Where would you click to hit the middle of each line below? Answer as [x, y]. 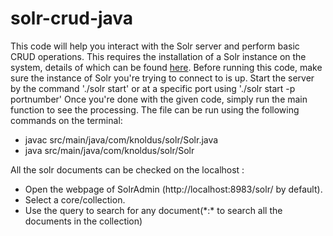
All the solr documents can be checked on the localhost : [127, 169]
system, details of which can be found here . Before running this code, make [166, 67]
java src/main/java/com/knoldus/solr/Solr [109, 150]
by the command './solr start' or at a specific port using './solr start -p [153, 88]
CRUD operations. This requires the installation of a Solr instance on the [158, 56]
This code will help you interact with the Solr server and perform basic [155, 46]
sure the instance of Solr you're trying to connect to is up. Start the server [162, 78]
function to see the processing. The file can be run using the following [155, 109]
